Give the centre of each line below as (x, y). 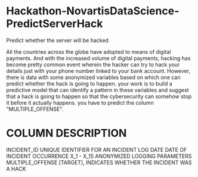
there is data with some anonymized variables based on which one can (93, 77)
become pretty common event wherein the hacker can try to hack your (93, 65)
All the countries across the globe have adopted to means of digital (89, 51)
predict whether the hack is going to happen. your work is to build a (89, 83)
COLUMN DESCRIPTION (66, 133)
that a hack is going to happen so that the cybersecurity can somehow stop (99, 96)
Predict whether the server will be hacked (58, 40)
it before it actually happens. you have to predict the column (80, 102)
